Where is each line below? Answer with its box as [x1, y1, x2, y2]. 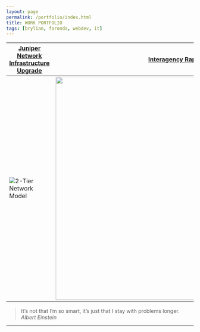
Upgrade [17, 67, 42, 75]
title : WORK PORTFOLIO [6, 20, 62, 26]
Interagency [148, 55, 183, 64]
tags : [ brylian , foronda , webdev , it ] [6, 25, 102, 32]
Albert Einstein [20, 314, 57, 321]
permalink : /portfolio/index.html [6, 14, 92, 20]
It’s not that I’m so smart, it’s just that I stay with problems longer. [20, 308, 180, 315]
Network [17, 52, 42, 60]
